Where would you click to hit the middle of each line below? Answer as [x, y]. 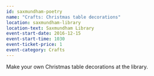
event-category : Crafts [36, 50]
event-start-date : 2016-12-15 [44, 34]
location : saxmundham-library [44, 22]
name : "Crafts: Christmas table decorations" [63, 17]
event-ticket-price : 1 [34, 45]
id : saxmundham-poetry [34, 11]
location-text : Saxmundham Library [50, 28]
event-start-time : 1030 [36, 39]
